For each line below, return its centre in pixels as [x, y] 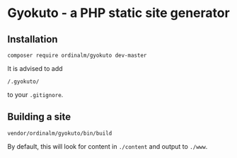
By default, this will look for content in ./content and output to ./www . [108, 146]
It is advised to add [35, 68]
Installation [33, 39]
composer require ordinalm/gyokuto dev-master [77, 55]
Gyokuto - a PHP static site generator [118, 13]
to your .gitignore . [35, 95]
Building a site [39, 117]
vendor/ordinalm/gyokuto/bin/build [60, 133]
